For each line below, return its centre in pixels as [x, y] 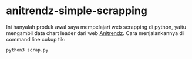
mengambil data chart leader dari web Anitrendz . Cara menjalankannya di [95, 33]
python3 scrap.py [27, 50]
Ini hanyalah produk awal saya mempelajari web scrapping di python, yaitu [96, 27]
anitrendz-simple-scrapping [77, 11]
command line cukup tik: [36, 39]
